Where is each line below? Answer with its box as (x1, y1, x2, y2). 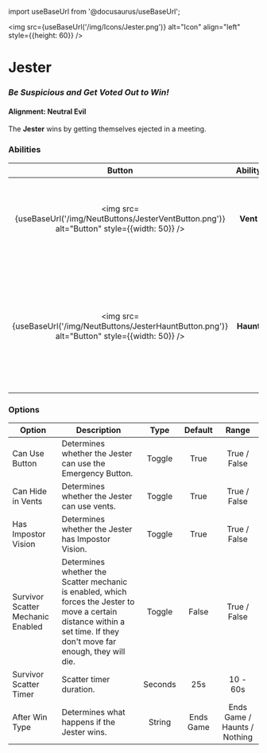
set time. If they (61, 626, 119, 637)
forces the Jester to (61, 596, 135, 607)
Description (75, 424, 122, 435)
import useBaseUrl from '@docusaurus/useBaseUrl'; (8, 7, 180, 16)
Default (184, 424, 213, 435)
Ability (235, 165, 262, 176)
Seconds (142, 678, 176, 689)
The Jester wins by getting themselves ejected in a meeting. (8, 124, 207, 134)
